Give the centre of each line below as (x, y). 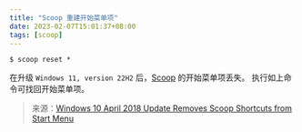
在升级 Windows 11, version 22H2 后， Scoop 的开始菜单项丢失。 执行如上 (146, 77)
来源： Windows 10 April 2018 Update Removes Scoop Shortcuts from (162, 108)
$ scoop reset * (40, 60)
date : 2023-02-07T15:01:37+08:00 (73, 26)
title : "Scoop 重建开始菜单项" (64, 18)
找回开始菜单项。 (57, 89)
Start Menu (53, 118)
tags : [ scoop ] (36, 35)
